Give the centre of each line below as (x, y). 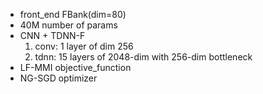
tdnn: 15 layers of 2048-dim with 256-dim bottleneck (143, 57)
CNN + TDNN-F (52, 35)
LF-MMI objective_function (75, 67)
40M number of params (68, 25)
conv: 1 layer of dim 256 (84, 46)
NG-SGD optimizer (58, 78)
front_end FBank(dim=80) (73, 14)
